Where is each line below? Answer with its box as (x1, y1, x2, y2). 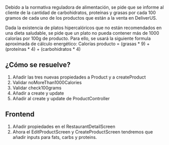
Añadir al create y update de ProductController (12, 95, 110, 101)
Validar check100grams (12, 85, 62, 91)
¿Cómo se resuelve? (5, 60, 71, 69)
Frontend (5, 110, 35, 119)
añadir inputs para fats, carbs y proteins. (12, 134, 97, 140)
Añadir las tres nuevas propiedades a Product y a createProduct (12, 74, 146, 80)
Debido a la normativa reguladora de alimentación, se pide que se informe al (5, 5, 164, 10)
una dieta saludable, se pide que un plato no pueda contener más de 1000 (5, 30, 159, 36)
